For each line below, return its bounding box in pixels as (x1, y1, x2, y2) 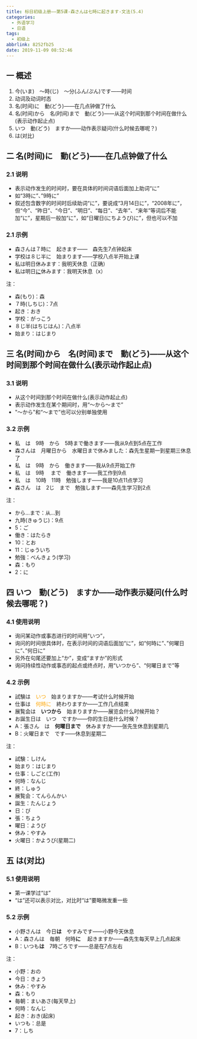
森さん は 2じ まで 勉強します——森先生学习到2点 (14, 484, 151, 491)
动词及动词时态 (14, 95, 51, 102)
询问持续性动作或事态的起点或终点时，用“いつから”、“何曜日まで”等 (14, 662, 180, 669)
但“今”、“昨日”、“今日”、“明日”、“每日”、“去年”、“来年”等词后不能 (14, 207, 177, 214)
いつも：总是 (14, 1019, 46, 1027)
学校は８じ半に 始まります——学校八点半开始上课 (14, 252, 140, 260)
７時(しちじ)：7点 (14, 300, 58, 307)
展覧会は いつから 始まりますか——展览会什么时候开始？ (14, 708, 160, 715)
